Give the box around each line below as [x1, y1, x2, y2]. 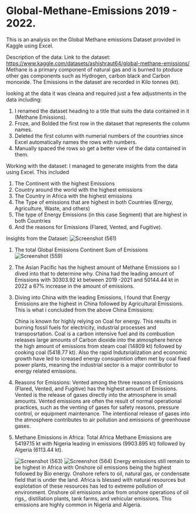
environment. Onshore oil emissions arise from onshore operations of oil [14, 488, 189, 496]
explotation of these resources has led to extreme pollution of [14, 482, 163, 489]
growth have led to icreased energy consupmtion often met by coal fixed [14, 355, 190, 362]
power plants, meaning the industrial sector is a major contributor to [14, 361, 178, 368]
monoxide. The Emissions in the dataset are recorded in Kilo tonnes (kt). [6, 78, 180, 86]
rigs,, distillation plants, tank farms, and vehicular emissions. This [14, 495, 172, 502]
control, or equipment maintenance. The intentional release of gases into [14, 410, 190, 417]
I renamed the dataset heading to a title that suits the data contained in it [14, 107, 190, 114]
